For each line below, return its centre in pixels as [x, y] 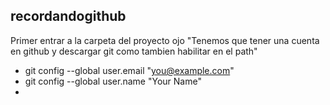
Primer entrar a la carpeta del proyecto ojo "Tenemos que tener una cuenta [165, 40]
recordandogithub [68, 16]
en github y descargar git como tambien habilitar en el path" [134, 51]
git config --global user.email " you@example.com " [129, 70]
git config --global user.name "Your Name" [113, 81]
